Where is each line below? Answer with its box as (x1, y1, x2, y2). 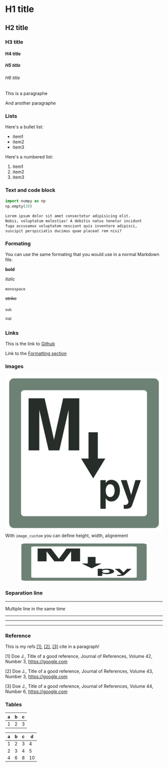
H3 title (5, 38, 23, 45)
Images (5, 362, 24, 369)
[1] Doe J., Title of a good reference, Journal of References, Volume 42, (5, 653, 152, 659)
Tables (5, 701, 22, 708)
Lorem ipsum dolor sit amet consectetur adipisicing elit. (5, 213, 131, 218)
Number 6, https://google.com (5, 688, 67, 694)
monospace (5, 286, 26, 292)
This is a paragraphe (5, 90, 47, 96)
